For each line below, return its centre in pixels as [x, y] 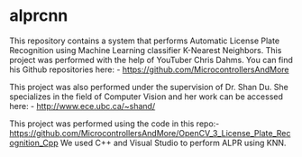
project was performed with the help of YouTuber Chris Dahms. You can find [151, 60]
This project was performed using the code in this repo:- [114, 124]
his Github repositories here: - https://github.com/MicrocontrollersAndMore [149, 69]
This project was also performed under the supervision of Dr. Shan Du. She [149, 87]
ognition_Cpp [34, 143]
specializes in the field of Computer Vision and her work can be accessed [146, 97]
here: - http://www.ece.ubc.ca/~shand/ [82, 106]
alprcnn [39, 16]
